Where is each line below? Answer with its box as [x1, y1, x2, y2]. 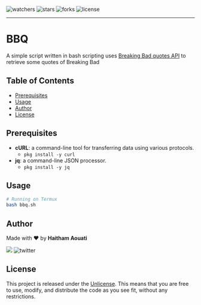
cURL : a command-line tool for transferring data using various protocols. [14, 144, 194, 151]
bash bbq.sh [6, 202, 36, 208]
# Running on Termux [6, 197, 58, 203]
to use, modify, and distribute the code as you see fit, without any [6, 286, 168, 294]
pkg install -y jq [23, 164, 70, 170]
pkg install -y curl [23, 152, 75, 158]
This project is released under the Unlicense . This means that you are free [6, 280, 189, 287]
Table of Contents [6, 76, 75, 86]
